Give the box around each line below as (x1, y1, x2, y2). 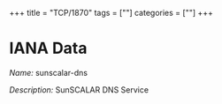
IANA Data (9, 39, 88, 58)
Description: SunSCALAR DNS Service (9, 84, 149, 95)
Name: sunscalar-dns (9, 67, 88, 78)
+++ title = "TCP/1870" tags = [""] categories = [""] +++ (9, 8, 214, 18)
